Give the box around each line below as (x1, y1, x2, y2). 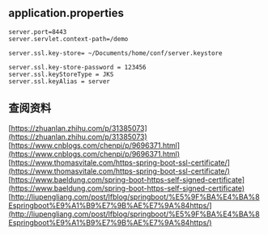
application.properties (8, 6, 124, 20)
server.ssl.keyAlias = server (8, 77, 111, 86)
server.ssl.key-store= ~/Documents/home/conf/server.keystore (8, 48, 223, 57)
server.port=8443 (8, 27, 67, 36)
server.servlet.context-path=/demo (8, 35, 129, 43)
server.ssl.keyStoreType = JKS (8, 70, 114, 78)
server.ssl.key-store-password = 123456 (8, 63, 147, 71)
